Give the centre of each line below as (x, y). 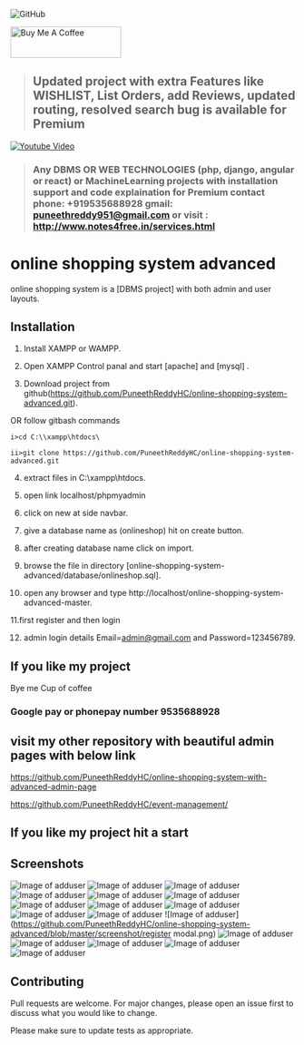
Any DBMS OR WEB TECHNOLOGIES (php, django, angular (163, 170)
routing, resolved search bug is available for (159, 110)
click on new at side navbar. (76, 513)
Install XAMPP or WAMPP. (72, 348)
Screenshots (47, 863)
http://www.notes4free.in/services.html (124, 226)
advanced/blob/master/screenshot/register (91, 933)
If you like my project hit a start (99, 833)
